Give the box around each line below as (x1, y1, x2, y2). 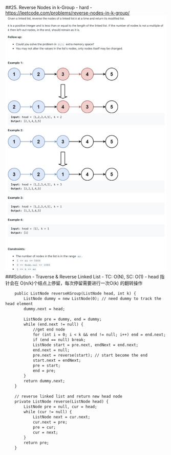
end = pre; (32, 368, 56, 373)
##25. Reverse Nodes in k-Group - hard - (5, 5, 92, 10)
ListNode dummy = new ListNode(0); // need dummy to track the (24, 296, 161, 301)
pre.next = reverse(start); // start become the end (32, 353, 147, 358)
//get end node (32, 327, 66, 332)
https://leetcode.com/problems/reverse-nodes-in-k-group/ (5, 10, 130, 16)
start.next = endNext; (32, 358, 81, 363)
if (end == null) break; (32, 337, 86, 342)
